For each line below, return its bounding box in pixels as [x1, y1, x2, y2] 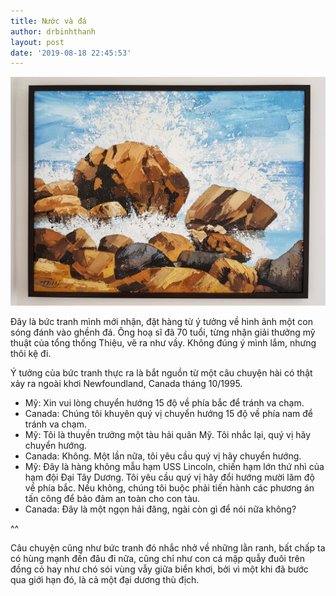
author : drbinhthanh [10, 26, 97, 37]
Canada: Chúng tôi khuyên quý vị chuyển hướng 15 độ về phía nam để [24, 408, 314, 420]
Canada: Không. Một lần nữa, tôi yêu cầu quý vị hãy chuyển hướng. [24, 450, 302, 462]
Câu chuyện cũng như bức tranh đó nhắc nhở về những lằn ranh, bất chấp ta [10, 542, 326, 554]
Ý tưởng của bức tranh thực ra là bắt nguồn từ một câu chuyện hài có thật [10, 367, 313, 379]
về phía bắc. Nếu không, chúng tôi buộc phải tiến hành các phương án [24, 482, 315, 494]
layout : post [10, 37, 65, 47]
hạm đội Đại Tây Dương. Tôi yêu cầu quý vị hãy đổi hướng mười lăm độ [24, 471, 315, 484]
